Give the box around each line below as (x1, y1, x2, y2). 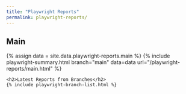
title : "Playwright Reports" (6, 8, 79, 15)
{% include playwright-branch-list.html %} (6, 82, 117, 88)
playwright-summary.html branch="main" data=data (6, 59, 137, 66)
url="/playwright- (137, 59, 181, 66)
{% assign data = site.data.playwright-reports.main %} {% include (6, 52, 170, 60)
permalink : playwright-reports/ (6, 14, 87, 20)
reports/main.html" (6, 65, 53, 72)
